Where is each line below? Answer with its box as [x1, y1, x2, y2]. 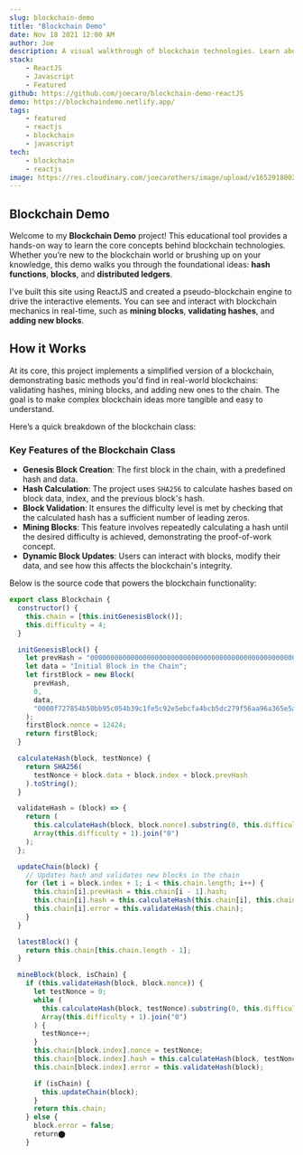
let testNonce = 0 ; [32, 987, 106, 997]
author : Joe [9, 38, 54, 48]
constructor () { [17, 604, 78, 613]
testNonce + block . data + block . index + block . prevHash [32, 770, 248, 780]
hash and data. [22, 474, 78, 484]
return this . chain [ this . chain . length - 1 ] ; [25, 945, 192, 954]
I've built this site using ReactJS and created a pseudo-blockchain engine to [9, 286, 292, 297]
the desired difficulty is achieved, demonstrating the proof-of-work [22, 531, 272, 542]
